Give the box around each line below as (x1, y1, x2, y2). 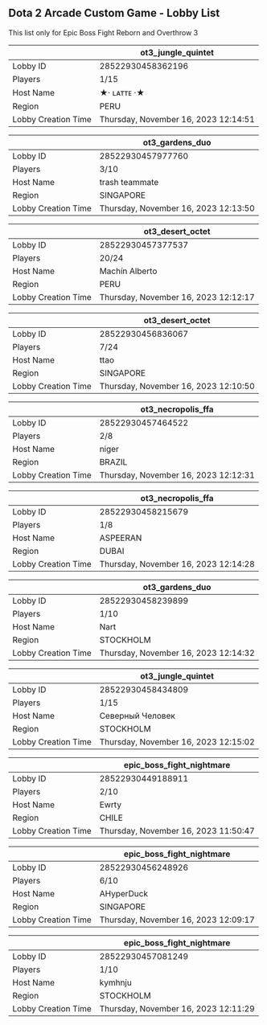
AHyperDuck (99, 888, 149, 899)
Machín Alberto (99, 265, 158, 277)
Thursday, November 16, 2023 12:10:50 (99, 380, 255, 392)
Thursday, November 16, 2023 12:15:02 (99, 736, 255, 747)
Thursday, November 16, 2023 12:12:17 (99, 291, 255, 302)
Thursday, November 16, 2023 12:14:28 (99, 558, 255, 569)
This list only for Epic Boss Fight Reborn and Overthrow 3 (8, 27, 199, 37)
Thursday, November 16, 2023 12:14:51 (99, 113, 255, 125)
